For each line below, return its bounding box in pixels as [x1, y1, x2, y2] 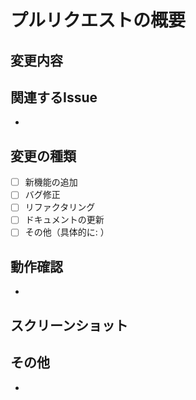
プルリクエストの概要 [10, 9, 187, 32]
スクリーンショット [10, 317, 128, 334]
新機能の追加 [24, 176, 78, 188]
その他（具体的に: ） [24, 226, 110, 238]
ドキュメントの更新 [24, 214, 105, 226]
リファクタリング [24, 201, 96, 213]
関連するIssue [10, 89, 98, 106]
